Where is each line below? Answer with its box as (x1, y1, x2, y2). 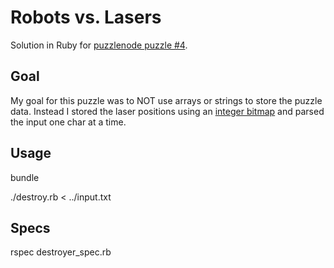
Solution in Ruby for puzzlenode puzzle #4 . (10, 39, 188, 51)
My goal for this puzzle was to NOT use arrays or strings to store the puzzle (10, 94, 323, 106)
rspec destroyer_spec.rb (10, 246, 112, 258)
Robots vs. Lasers (10, 6, 162, 29)
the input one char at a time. (10, 116, 127, 128)
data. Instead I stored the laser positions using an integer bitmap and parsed (10, 105, 325, 117)
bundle (10, 171, 40, 183)
